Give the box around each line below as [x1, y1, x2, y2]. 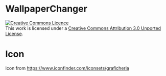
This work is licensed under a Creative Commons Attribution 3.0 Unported [5, 25, 161, 31]
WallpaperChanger [5, 3, 88, 15]
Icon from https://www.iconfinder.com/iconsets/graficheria [5, 65, 129, 71]
